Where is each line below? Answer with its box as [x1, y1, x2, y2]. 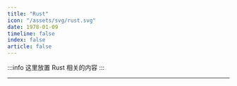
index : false [7, 37, 46, 44]
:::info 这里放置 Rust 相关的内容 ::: [7, 63, 105, 71]
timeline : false [7, 30, 55, 37]
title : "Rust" [7, 10, 49, 18]
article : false [7, 43, 52, 50]
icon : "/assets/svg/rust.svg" [7, 17, 97, 24]
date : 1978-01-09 [7, 23, 59, 30]
